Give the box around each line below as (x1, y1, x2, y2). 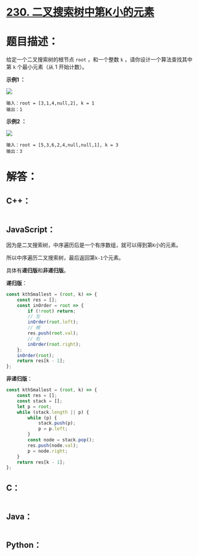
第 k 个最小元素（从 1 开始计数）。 (6, 63, 88, 70)
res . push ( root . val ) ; (27, 330, 79, 336)
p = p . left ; (38, 426, 68, 432)
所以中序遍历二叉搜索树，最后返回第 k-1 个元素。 (6, 254, 124, 261)
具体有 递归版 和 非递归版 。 (6, 266, 69, 274)
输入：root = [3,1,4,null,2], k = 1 (6, 100, 95, 106)
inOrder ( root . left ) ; (27, 319, 79, 325)
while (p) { (27, 414, 58, 421)
